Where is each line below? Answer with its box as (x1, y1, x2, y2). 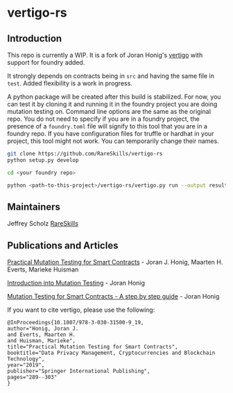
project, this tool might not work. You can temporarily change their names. (7, 137, 220, 145)
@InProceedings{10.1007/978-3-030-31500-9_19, (7, 319, 144, 326)
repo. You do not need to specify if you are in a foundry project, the (7, 115, 200, 123)
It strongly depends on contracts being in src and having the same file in (7, 72, 215, 80)
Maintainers (7, 201, 61, 212)
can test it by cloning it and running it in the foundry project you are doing (7, 100, 218, 108)
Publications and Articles (7, 240, 119, 251)
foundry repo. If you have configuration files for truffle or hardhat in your (7, 130, 214, 137)
